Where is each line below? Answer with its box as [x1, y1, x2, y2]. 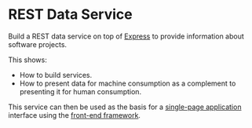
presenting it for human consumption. [19, 86, 142, 96]
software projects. [8, 39, 68, 49]
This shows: [8, 55, 47, 64]
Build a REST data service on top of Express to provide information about [8, 31, 245, 41]
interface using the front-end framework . [8, 110, 141, 119]
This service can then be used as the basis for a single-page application [8, 102, 242, 112]
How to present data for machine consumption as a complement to [19, 79, 236, 88]
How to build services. [19, 70, 93, 79]
